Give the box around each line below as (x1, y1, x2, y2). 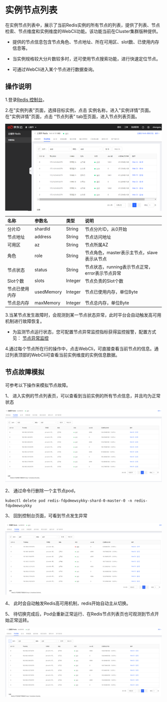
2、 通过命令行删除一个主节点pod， (5, 487, 79, 493)
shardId (34, 226, 51, 232)
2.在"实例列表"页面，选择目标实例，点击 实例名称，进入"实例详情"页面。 (5, 107, 154, 113)
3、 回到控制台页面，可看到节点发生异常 (5, 512, 88, 518)
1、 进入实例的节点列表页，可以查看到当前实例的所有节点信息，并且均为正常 (5, 392, 161, 398)
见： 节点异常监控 (12, 335, 49, 341)
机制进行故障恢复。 (5, 318, 45, 324)
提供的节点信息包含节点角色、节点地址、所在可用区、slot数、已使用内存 (12, 38, 160, 45)
